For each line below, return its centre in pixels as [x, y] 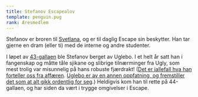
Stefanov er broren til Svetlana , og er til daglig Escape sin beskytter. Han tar [98, 39]
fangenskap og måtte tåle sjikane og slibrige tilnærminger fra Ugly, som [93, 63]
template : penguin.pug [34, 17]
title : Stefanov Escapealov [41, 11]
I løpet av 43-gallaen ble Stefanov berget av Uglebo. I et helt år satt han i [94, 57]
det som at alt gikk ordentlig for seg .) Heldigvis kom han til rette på [87, 82]
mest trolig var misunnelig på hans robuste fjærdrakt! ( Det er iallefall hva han [99, 69]
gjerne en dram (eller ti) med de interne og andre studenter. [78, 45]
